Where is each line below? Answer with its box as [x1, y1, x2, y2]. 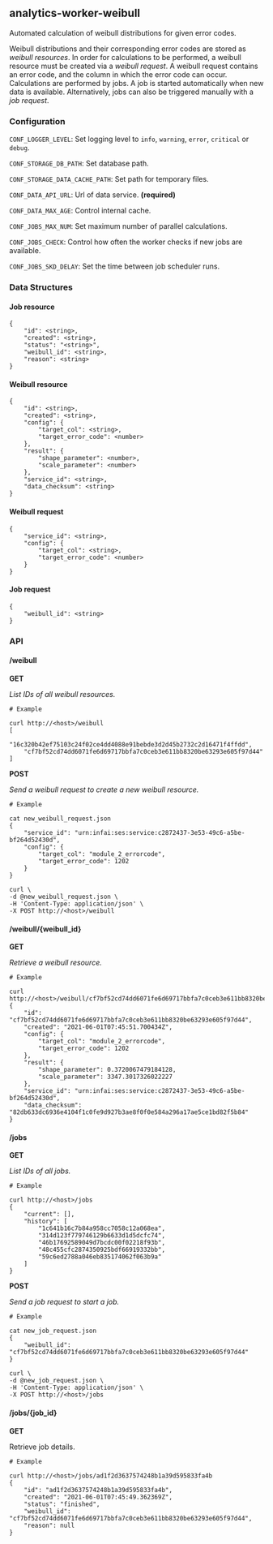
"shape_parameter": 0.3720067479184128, [38, 1066, 177, 1074]
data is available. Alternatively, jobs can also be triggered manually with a [9, 87, 254, 97]
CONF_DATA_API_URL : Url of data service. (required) [9, 190, 177, 200]
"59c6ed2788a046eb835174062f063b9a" [38, 1253, 162, 1261]
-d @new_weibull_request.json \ [9, 892, 118, 901]
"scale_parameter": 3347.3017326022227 [38, 1073, 173, 1082]
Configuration [9, 115, 66, 127]
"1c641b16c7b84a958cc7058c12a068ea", [38, 1224, 165, 1232]
